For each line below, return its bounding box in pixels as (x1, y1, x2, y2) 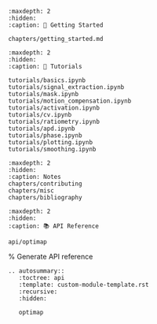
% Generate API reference (8, 252, 93, 261)
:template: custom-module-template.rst (18, 281, 149, 289)
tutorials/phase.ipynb (8, 132, 82, 140)
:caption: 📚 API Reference (8, 222, 100, 230)
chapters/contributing (8, 180, 82, 188)
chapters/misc (8, 187, 55, 195)
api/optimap (8, 238, 47, 246)
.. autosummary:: (8, 267, 65, 275)
